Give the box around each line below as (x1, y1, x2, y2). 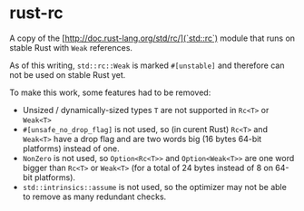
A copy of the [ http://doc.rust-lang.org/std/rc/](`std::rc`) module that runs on (9, 33, 296, 43)
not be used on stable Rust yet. (9, 69, 126, 80)
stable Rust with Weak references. (9, 42, 133, 53)
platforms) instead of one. (22, 143, 120, 154)
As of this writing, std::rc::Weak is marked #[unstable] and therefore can (9, 60, 285, 71)
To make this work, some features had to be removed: (9, 87, 211, 98)
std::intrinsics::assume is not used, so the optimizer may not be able (22, 181, 288, 192)
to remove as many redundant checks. (22, 191, 167, 202)
